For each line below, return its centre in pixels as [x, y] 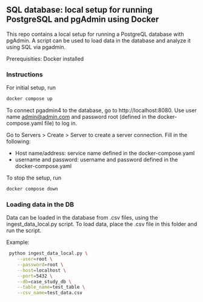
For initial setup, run [31, 88]
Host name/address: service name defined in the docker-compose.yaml [105, 153]
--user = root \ [35, 259]
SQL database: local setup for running [79, 10]
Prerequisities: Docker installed [45, 59]
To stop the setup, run [34, 178]
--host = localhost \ [42, 270]
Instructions [25, 74]
